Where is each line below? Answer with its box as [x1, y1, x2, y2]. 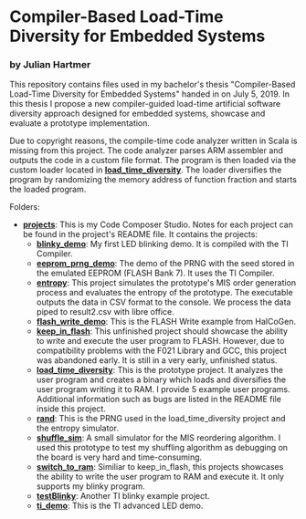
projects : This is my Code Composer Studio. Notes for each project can [22, 219, 294, 230]
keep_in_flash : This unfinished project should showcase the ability [36, 326, 289, 337]
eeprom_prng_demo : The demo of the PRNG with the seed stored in [36, 258, 295, 269]
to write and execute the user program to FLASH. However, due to [36, 336, 285, 347]
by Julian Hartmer [9, 58, 91, 71]
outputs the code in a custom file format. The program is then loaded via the [9, 155, 297, 166]
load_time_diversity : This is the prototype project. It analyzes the [36, 365, 283, 376]
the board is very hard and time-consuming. [36, 452, 203, 462]
